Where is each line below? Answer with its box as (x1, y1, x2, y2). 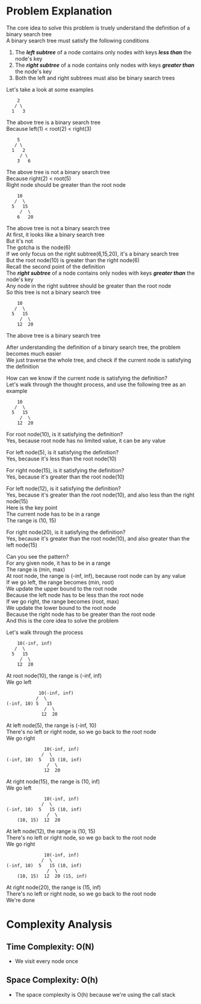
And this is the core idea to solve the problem (6, 617, 119, 624)
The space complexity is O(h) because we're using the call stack (14, 991, 176, 998)
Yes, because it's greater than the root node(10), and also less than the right (6, 491, 194, 498)
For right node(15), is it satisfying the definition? (6, 466, 125, 474)
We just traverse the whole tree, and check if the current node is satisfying (6, 356, 191, 363)
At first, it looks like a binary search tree (6, 231, 105, 238)
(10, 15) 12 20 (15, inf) (17, 873, 87, 879)
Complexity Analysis (6, 918, 113, 932)
